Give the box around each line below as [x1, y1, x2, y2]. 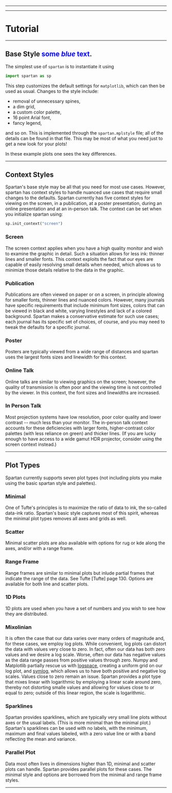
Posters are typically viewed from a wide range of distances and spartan [5, 349, 159, 355]
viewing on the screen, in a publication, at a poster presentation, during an [5, 200, 162, 206]
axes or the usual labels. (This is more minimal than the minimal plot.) [5, 720, 151, 726]
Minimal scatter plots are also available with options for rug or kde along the [5, 540, 165, 546]
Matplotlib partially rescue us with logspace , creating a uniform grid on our [5, 663, 163, 669]
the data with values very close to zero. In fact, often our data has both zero [5, 646, 165, 652]
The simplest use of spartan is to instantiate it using [5, 63, 114, 69]
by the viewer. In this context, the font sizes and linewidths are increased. [5, 389, 160, 395]
